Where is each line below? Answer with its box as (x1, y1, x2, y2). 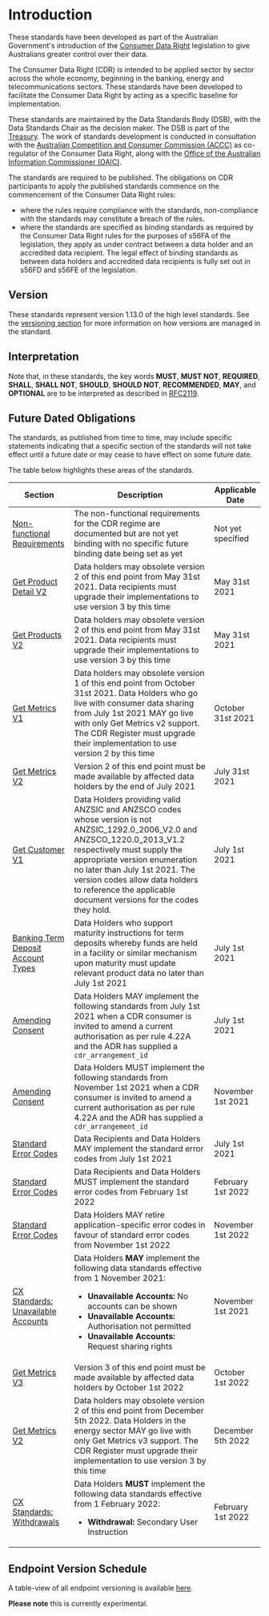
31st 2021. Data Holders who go (74, 688, 199, 699)
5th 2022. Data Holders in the (74, 1415, 187, 1427)
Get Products (12, 629, 62, 641)
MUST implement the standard (74, 1176, 190, 1187)
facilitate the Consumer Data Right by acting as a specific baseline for (8, 90, 239, 100)
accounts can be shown (87, 1301, 178, 1312)
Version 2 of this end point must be (74, 761, 206, 772)
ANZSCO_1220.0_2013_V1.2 (74, 834, 186, 845)
